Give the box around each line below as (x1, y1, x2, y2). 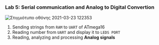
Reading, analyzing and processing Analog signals (12, 34, 115, 40)
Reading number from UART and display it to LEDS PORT (12, 30, 121, 35)
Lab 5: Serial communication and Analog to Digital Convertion (5, 4, 155, 11)
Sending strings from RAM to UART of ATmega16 (12, 24, 105, 30)
